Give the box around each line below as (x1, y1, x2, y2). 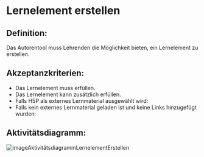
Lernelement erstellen (6, 4, 121, 18)
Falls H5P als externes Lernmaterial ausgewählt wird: (15, 97, 149, 104)
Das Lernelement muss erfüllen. (15, 84, 96, 91)
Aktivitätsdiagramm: (6, 128, 86, 138)
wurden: (15, 110, 37, 117)
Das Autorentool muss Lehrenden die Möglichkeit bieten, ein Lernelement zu (6, 44, 199, 51)
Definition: (6, 28, 47, 38)
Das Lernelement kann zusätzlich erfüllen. (15, 91, 121, 98)
